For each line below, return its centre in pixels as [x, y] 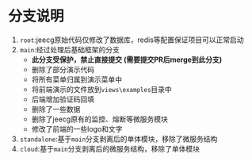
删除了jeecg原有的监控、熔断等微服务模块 [99, 119]
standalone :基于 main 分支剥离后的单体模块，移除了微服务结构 [118, 139]
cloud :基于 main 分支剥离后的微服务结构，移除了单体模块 [110, 148]
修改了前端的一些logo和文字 [77, 128]
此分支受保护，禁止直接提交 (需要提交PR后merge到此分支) [127, 59]
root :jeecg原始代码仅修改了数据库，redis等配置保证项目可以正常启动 [132, 40]
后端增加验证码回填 [63, 99]
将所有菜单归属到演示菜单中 [77, 79]
